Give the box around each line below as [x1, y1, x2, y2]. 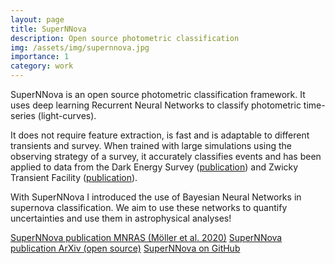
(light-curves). [37, 110, 97, 121]
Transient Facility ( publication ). [10, 172, 138, 183]
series [10, 110, 36, 121]
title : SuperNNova [10, 24, 87, 34]
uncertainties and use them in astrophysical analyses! [10, 212, 232, 224]
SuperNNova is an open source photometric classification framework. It [10, 89, 306, 100]
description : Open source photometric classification [10, 33, 240, 43]
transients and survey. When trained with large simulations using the [10, 140, 292, 151]
